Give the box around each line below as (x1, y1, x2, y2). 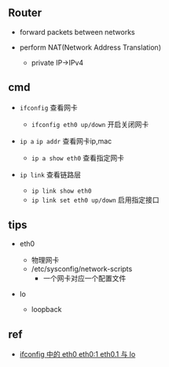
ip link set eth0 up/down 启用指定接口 (31, 195, 160, 204)
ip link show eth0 (31, 187, 92, 195)
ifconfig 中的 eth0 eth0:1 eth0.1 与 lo (19, 350, 136, 359)
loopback (31, 305, 62, 314)
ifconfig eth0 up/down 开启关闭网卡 (31, 119, 149, 129)
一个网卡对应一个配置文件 (42, 274, 127, 283)
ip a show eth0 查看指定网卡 (31, 153, 124, 163)
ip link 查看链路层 (19, 170, 81, 179)
